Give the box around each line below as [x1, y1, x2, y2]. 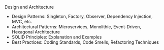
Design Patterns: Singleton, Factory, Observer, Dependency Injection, [11, 14, 153, 19]
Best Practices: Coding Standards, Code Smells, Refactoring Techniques [11, 39, 159, 45]
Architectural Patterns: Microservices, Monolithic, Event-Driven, [11, 24, 141, 30]
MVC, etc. [11, 19, 33, 24]
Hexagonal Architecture [11, 29, 60, 34]
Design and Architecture [4, 4, 54, 10]
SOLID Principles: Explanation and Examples [11, 34, 102, 40]
